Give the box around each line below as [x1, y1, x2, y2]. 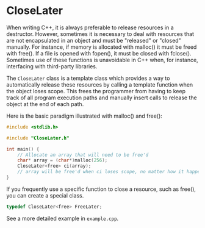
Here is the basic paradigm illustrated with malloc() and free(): [6, 112, 163, 119]
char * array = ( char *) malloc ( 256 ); [17, 157, 108, 163]
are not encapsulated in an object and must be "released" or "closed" [6, 37, 181, 44]
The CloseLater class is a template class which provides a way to [6, 74, 170, 82]
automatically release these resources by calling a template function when [6, 80, 193, 88]
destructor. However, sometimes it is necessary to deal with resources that [6, 30, 194, 37]
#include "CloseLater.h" [6, 135, 70, 141]
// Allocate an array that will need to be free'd [17, 152, 149, 158]
